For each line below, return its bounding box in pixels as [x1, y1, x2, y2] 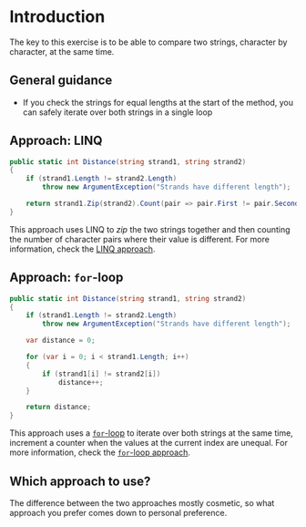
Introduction [9, 6, 106, 27]
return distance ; [25, 403, 92, 412]
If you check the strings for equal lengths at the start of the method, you [22, 97, 294, 108]
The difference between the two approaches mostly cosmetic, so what [9, 497, 275, 508]
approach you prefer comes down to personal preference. [9, 507, 228, 518]
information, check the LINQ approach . [9, 243, 156, 254]
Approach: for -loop [9, 270, 124, 285]
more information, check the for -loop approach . [9, 447, 191, 458]
